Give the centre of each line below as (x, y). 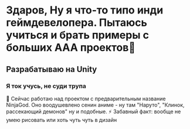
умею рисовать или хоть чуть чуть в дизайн (62, 120)
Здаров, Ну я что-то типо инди (85, 10)
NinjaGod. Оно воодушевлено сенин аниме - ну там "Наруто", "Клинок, (95, 105)
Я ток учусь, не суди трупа (46, 86)
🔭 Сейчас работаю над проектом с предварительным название (86, 99)
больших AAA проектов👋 (71, 48)
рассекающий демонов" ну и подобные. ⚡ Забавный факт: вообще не (94, 111)
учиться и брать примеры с (78, 35)
